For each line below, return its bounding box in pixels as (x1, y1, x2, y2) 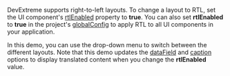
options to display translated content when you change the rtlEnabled (7, 55, 207, 64)
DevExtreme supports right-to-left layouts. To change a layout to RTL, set (7, 6, 216, 14)
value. (7, 63, 25, 71)
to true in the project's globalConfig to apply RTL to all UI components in (7, 21, 214, 28)
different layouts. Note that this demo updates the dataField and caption (7, 48, 212, 56)
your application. (7, 27, 55, 36)
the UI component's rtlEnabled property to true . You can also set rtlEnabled (7, 13, 224, 21)
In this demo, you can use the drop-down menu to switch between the (7, 41, 207, 49)
